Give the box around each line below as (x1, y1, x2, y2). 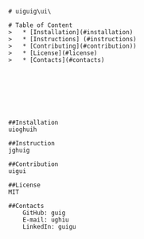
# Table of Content (8, 21, 73, 29)
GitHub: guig (22, 209, 66, 217)
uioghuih (8, 125, 37, 133)
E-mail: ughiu (22, 216, 69, 224)
